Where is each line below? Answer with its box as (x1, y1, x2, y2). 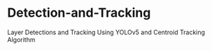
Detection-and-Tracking (7, 5, 151, 21)
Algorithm (7, 35, 36, 43)
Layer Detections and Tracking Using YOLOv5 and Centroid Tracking (7, 28, 205, 36)
